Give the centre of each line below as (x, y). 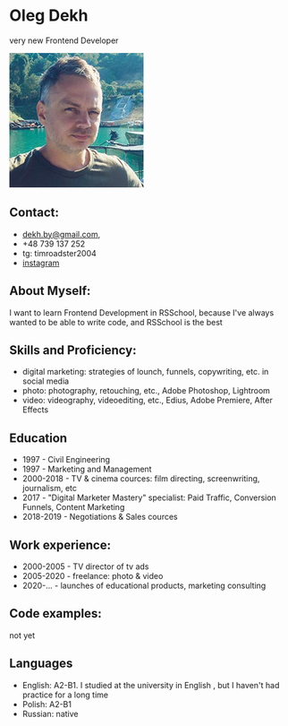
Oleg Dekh (49, 16)
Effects (35, 410)
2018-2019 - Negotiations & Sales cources (100, 517)
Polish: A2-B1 (47, 704)
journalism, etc (50, 488)
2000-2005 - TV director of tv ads (85, 566)
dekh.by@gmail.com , (61, 234)
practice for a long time (65, 695)
